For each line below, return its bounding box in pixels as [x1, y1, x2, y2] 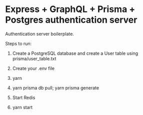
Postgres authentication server [5, 14, 137, 26]
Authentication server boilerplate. [5, 31, 74, 37]
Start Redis [12, 94, 35, 100]
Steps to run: [5, 40, 32, 46]
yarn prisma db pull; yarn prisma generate [12, 84, 99, 91]
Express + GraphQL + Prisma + [5, 4, 135, 15]
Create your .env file [12, 65, 55, 71]
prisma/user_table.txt [12, 55, 56, 61]
